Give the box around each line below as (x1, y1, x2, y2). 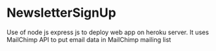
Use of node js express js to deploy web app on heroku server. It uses (6, 28, 209, 36)
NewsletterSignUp (6, 5, 117, 21)
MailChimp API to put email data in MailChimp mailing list (6, 35, 172, 43)
